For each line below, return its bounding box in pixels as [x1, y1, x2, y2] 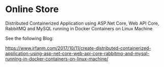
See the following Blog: [5, 35, 54, 41]
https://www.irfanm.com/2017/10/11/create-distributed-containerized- [5, 45, 151, 51]
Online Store [5, 4, 59, 15]
